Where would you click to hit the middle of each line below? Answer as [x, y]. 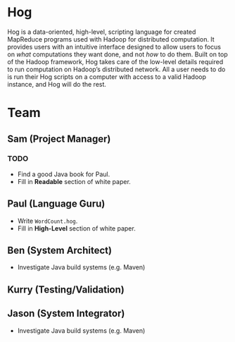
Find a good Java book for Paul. [64, 174]
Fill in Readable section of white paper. [74, 181]
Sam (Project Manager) [59, 139]
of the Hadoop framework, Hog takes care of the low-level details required [115, 61]
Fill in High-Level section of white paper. [76, 228]
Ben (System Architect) [60, 251]
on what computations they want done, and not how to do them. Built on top [118, 54]
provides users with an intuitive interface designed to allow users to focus [114, 47]
